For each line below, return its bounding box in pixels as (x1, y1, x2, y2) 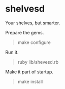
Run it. (5, 49, 19, 55)
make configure (17, 39, 51, 46)
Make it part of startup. (5, 69, 53, 75)
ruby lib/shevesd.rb (17, 59, 59, 65)
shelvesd (5, 3, 45, 15)
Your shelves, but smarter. (5, 20, 60, 26)
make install (17, 78, 43, 84)
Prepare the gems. (5, 29, 44, 35)
